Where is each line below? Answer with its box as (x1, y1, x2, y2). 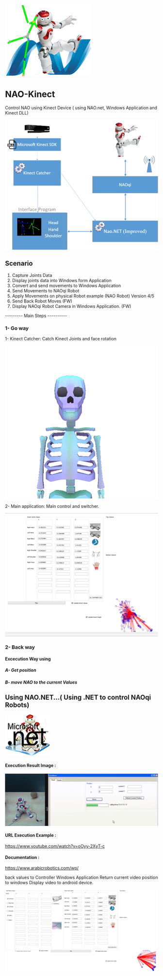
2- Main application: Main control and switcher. (5, 503, 99, 509)
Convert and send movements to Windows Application (12, 283, 121, 288)
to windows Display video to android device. (5, 880, 94, 886)
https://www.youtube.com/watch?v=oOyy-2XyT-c (5, 843, 105, 849)
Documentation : (5, 854, 40, 860)
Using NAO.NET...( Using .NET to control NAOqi (5, 693, 151, 702)
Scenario (5, 259, 33, 268)
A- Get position (5, 667, 36, 673)
